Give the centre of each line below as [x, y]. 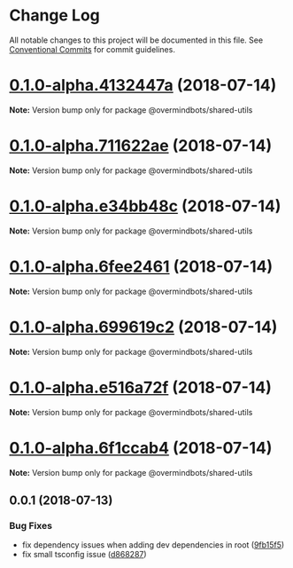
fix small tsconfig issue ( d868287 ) [85, 555]
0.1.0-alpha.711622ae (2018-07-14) [141, 146]
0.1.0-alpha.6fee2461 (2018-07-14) [141, 266]
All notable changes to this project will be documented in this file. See [136, 40]
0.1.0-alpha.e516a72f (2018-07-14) [141, 387]
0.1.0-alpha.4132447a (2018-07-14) [143, 86]
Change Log [54, 16]
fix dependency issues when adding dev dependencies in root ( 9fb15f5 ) [153, 545]
